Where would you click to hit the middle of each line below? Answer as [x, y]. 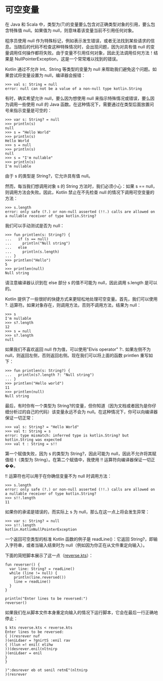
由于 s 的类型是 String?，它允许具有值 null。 [49, 176]
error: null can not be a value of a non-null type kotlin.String [73, 89]
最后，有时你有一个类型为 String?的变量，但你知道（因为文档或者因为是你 [79, 405]
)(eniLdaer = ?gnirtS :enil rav [38, 640]
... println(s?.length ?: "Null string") [50, 375]
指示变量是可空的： [33, 110]
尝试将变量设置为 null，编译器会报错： [47, 75]
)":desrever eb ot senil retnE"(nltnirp [47, 670]
